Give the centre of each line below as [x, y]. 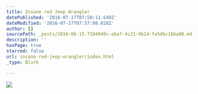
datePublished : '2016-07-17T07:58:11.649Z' [62, 17]
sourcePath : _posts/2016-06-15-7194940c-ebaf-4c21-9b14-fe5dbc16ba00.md [99, 34]
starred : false [25, 51]
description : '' [26, 40]
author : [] [20, 29]
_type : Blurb [23, 62]
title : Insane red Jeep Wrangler [48, 12]
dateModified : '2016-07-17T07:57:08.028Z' [60, 23]
